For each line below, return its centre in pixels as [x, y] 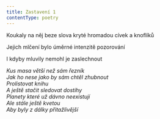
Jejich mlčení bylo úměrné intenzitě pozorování [66, 47]
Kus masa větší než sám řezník [45, 70]
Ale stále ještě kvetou [33, 103]
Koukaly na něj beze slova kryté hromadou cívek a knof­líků [80, 35]
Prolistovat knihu [27, 84]
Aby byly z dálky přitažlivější [42, 109]
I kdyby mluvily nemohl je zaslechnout [54, 59]
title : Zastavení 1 [31, 12]
